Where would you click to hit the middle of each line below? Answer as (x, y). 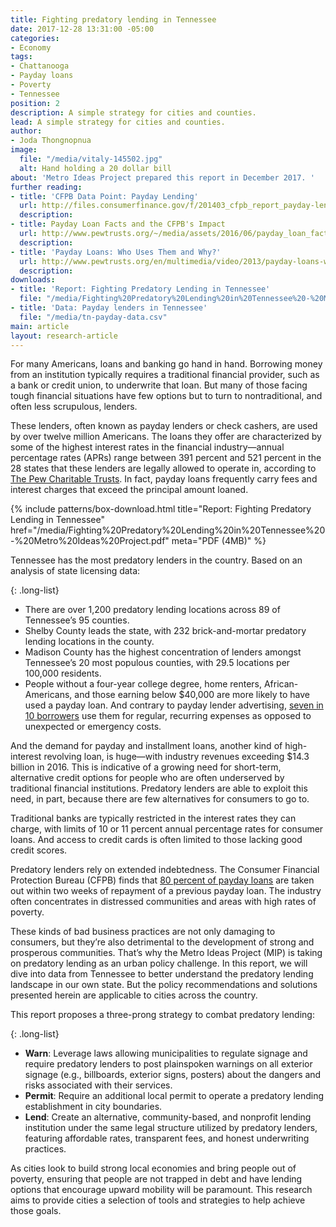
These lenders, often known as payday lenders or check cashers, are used (164, 426)
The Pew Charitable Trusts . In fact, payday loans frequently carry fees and (164, 479)
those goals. (36, 1211)
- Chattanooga (40, 66)
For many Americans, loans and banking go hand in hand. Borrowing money (166, 364)
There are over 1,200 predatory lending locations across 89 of (152, 610)
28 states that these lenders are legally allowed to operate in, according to (163, 468)
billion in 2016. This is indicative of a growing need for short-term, (146, 767)
